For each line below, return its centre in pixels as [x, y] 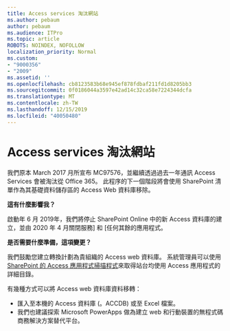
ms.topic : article [33, 39]
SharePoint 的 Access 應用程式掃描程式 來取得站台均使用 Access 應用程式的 [114, 265]
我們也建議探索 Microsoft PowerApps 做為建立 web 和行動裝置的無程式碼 [120, 312]
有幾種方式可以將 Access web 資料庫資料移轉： [74, 288]
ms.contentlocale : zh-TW [43, 103]
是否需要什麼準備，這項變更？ [49, 242]
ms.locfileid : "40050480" [44, 116]
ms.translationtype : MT [41, 97]
